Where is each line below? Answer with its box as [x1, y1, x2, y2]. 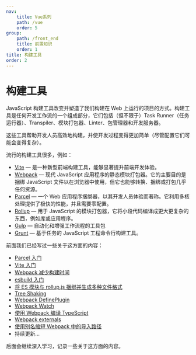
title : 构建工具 [6, 52, 42, 58]
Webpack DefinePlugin [14, 296, 70, 304]
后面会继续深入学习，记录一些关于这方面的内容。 [6, 343, 124, 350]
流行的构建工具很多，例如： [6, 151, 73, 158]
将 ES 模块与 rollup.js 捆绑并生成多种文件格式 [14, 284, 123, 291]
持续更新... [14, 330, 40, 337]
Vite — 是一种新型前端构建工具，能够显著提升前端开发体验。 [14, 164, 160, 171]
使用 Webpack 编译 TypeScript [14, 309, 89, 316]
